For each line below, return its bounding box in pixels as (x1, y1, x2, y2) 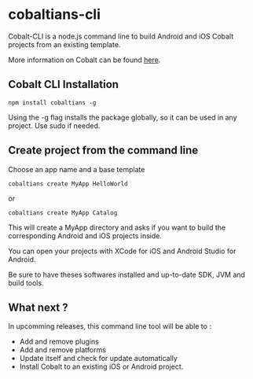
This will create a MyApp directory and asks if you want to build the (8, 223, 226, 232)
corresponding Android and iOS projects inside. (8, 230, 163, 241)
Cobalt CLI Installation (8, 78, 119, 91)
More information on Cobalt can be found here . (8, 55, 161, 64)
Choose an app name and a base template (8, 164, 145, 174)
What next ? (8, 300, 68, 314)
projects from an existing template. (8, 39, 121, 49)
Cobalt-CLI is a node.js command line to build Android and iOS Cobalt (8, 31, 234, 41)
